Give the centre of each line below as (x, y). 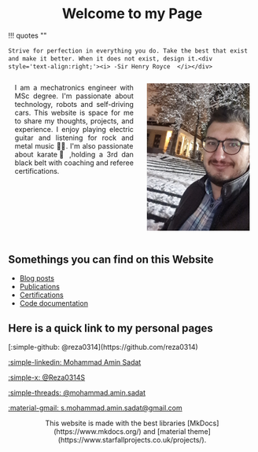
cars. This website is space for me (74, 113)
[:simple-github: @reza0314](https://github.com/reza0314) (103, 347)
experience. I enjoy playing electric (74, 130)
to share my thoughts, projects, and (74, 121)
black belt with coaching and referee (74, 163)
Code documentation (54, 303)
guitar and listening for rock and (74, 138)
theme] (199, 432)
